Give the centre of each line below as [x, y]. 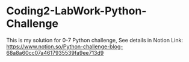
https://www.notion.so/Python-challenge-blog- [65, 46]
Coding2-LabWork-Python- [76, 11]
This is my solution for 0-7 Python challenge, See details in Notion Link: [95, 40]
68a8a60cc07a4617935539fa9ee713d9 [55, 52]
